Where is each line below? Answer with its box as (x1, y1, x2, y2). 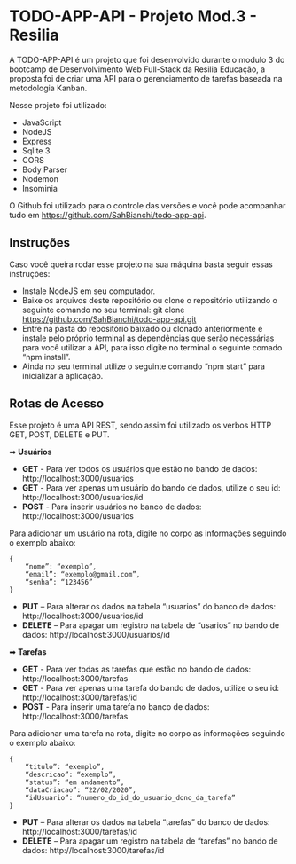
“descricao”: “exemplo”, (25, 770, 117, 779)
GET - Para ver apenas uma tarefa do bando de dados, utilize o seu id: (21, 682, 280, 693)
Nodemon (21, 173, 59, 184)
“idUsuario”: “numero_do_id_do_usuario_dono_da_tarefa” (25, 793, 237, 802)
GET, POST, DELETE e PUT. (9, 428, 110, 440)
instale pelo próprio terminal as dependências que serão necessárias (21, 333, 275, 343)
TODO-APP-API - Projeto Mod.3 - (9, 6, 257, 27)
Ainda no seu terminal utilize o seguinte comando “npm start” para (21, 361, 266, 372)
